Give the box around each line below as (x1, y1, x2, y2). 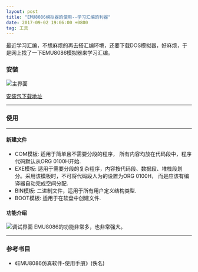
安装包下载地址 (6, 92, 42, 99)
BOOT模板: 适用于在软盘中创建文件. (14, 195, 101, 202)
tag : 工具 (6, 25, 28, 31)
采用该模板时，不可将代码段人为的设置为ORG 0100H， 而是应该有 (25, 173, 184, 180)
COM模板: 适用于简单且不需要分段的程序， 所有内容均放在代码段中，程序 (14, 151, 192, 158)
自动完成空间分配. (25, 180, 68, 187)
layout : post (6, 8, 38, 15)
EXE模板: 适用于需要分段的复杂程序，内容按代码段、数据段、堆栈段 (14, 165, 178, 173)
